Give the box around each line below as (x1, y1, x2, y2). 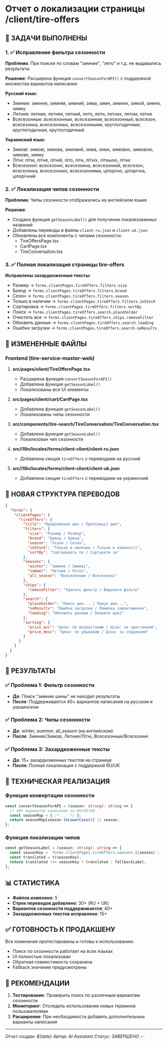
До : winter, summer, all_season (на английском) (12, 728, 113, 734)
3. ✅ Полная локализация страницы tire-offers (5, 261, 125, 268)
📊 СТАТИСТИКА (5, 879, 60, 888)
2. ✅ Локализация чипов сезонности (5, 186, 99, 193)
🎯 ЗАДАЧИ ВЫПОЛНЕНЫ (5, 34, 87, 42)
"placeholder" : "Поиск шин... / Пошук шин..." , (27, 601, 128, 606)
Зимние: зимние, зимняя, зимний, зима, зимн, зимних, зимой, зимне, (12, 100, 161, 106)
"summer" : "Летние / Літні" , (27, 569, 88, 574)
